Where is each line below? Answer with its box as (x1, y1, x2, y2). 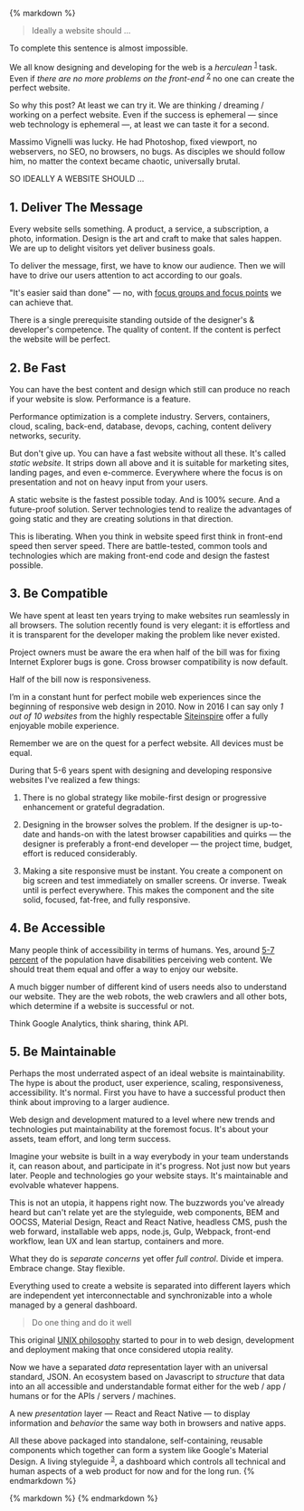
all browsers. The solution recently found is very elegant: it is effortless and (9, 619, 290, 630)
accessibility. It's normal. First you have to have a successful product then (9, 1087, 286, 1098)
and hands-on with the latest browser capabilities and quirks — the (41, 828, 292, 839)
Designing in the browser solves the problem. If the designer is (22, 818, 257, 830)
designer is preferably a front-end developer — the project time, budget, (22, 838, 293, 849)
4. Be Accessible (9, 921, 106, 936)
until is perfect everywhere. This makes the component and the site (22, 884, 274, 895)
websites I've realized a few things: (9, 774, 140, 785)
